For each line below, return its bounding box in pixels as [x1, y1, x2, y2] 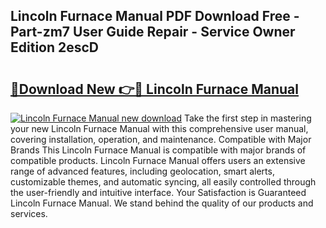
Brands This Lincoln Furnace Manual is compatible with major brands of [10, 144, 307, 156]
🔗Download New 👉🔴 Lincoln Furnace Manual [10, 80, 299, 98]
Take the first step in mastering [183, 112, 312, 124]
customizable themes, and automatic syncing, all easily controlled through [10, 176, 317, 188]
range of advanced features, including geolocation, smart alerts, [10, 165, 275, 177]
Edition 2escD [10, 39, 100, 56]
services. [10, 208, 48, 219]
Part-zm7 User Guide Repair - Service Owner [10, 24, 296, 41]
